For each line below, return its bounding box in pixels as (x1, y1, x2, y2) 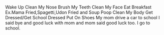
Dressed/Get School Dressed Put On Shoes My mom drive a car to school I (5, 15, 160, 20)
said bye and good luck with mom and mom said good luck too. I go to (5, 20, 150, 26)
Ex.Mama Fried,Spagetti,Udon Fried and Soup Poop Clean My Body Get (5, 9, 153, 15)
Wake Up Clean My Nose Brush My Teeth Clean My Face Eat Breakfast (5, 4, 152, 10)
